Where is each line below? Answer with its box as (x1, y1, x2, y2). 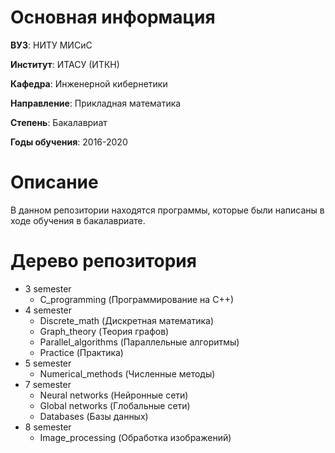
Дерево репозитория (10, 250, 197, 273)
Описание (10, 171, 99, 194)
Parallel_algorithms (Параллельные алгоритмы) (39, 336, 240, 348)
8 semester (24, 421, 72, 433)
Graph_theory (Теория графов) (39, 325, 170, 337)
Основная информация (10, 6, 216, 29)
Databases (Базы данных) (39, 410, 149, 422)
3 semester (24, 282, 72, 295)
